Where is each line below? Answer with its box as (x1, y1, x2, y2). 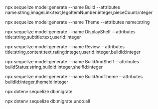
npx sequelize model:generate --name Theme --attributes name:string (5, 19, 150, 25)
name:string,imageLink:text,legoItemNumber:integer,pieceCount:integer (5, 9, 153, 15)
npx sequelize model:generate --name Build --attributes (5, 4, 121, 10)
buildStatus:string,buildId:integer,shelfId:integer (5, 64, 103, 70)
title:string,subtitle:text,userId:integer (5, 34, 81, 40)
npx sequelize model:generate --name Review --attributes (5, 44, 125, 49)
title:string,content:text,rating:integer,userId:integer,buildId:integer (5, 49, 141, 55)
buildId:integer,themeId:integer (5, 79, 69, 85)
